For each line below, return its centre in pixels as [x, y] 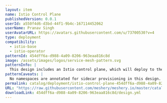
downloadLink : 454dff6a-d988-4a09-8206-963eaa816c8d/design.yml [73, 93]
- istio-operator [28, 51]
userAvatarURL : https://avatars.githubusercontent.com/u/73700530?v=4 [80, 33]
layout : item [19, 10]
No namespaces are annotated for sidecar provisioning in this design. [85, 79]
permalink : [16, 83]
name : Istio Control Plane [33, 14]
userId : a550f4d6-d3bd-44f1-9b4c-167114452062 [54, 24]
